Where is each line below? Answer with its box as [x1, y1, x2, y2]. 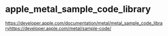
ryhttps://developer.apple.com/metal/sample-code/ [5, 25, 112, 31]
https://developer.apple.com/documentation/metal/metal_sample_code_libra [5, 20, 163, 26]
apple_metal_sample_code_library [5, 3, 151, 15]
